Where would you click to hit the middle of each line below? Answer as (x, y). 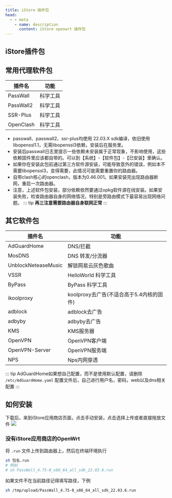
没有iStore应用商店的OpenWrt (43, 438)
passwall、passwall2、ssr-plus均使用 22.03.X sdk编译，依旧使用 (81, 139)
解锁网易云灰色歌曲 (91, 266)
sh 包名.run (17, 460)
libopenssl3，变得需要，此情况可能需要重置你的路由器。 (81, 171)
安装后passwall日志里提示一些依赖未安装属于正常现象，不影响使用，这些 (89, 152)
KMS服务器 (81, 331)
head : (11, 15)
